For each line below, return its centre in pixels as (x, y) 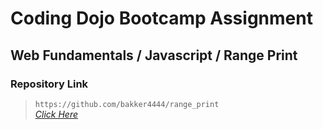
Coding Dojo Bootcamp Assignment (161, 18)
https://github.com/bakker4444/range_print (127, 104)
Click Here (56, 114)
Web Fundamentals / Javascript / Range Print (154, 55)
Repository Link (49, 84)
